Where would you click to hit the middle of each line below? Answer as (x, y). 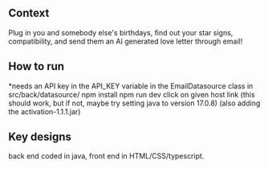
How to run (37, 66)
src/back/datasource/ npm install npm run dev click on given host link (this (132, 94)
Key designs (40, 137)
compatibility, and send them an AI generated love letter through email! (126, 41)
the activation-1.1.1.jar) (45, 111)
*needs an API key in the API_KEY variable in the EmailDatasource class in (131, 86)
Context (29, 13)
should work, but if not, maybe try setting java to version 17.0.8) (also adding (134, 103)
